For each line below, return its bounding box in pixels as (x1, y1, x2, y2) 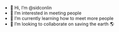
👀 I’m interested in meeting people (10, 10, 82, 16)
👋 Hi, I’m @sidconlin (10, 5, 52, 10)
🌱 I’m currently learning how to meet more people (10, 15, 114, 21)
